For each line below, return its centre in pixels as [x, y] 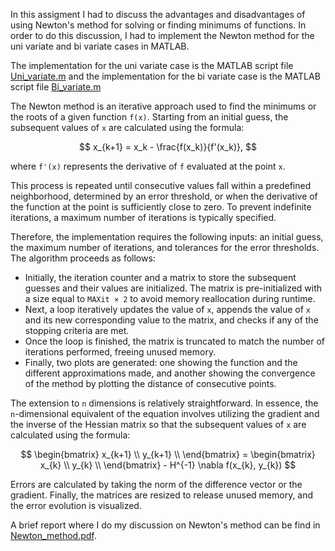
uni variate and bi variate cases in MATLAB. [100, 46]
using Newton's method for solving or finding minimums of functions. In [158, 25]
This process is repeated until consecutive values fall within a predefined [161, 185]
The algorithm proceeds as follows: [83, 258]
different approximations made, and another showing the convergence [170, 373]
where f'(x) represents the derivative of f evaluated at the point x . [148, 166]
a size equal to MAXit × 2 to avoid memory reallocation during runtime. [170, 298]
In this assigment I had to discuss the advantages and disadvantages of [158, 14]
